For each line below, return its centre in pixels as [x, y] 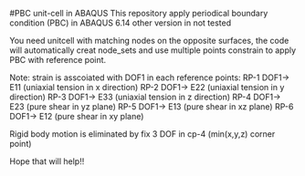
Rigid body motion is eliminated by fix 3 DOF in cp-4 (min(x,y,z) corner [142, 134]
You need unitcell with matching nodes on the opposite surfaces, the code [149, 41]
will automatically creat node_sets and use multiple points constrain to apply [153, 50]
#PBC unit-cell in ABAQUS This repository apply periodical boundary [139, 13]
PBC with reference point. [58, 60]
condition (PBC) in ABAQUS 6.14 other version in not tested [121, 23]
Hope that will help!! [47, 161]
